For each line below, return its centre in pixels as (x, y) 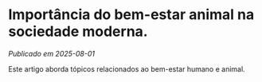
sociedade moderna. (78, 31)
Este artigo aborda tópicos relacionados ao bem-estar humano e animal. (127, 68)
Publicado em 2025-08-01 (52, 53)
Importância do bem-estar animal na (131, 15)
